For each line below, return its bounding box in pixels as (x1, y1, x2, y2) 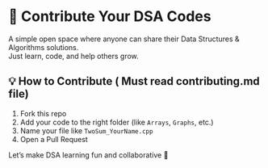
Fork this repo (19, 108, 67, 118)
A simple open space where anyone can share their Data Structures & (8, 34, 240, 44)
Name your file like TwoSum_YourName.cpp (19, 125, 153, 136)
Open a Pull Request (19, 134, 89, 144)
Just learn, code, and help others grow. (8, 51, 139, 61)
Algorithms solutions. (8, 42, 79, 52)
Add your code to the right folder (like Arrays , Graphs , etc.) (19, 117, 214, 127)
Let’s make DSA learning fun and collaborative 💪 (8, 149, 169, 160)
